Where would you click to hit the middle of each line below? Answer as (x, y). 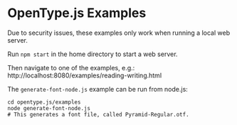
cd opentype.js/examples (44, 102)
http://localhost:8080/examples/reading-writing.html (85, 75)
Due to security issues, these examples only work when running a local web (118, 33)
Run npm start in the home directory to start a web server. (93, 54)
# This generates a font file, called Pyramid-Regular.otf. (99, 114)
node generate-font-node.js (49, 108)
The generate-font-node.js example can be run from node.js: (98, 89)
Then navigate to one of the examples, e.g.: (71, 67)
